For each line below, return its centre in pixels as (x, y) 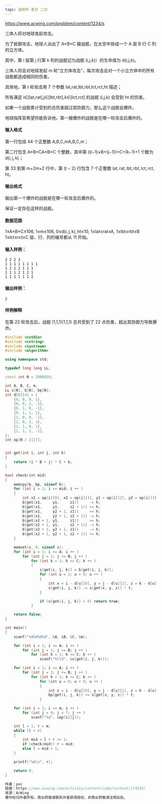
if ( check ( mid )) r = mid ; (49, 744)
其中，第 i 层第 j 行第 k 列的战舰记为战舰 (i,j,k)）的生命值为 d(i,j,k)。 (72, 60)
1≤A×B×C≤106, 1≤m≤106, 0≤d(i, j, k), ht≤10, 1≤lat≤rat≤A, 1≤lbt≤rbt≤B (72, 232)
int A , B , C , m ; (21, 386)
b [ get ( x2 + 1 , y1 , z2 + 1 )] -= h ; (61, 525)
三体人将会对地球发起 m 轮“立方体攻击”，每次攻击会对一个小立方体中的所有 (80, 70)
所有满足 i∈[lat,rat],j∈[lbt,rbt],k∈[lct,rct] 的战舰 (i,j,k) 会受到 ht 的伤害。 (76, 97)
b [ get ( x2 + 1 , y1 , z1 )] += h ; (61, 520)
